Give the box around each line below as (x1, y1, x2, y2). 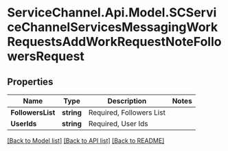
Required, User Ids (88, 119, 148, 128)
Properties (7, 75, 54, 87)
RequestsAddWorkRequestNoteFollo (7, 34, 222, 49)
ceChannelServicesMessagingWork (7, 19, 218, 35)
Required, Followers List (88, 108, 166, 117)
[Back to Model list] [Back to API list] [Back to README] (7, 137, 165, 145)
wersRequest (7, 49, 84, 65)
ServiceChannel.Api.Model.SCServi (7, 5, 217, 21)
